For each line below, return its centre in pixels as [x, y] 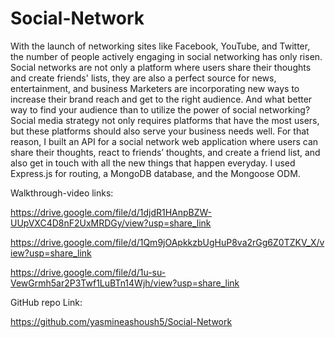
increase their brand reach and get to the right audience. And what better [161, 99]
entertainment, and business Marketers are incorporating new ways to [155, 88]
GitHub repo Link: [46, 302]
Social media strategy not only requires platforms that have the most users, [165, 120]
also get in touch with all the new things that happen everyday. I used [153, 163]
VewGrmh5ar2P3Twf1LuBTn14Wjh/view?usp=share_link [125, 283]
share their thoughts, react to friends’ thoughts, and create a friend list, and [165, 152]
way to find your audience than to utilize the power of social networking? [160, 109]
